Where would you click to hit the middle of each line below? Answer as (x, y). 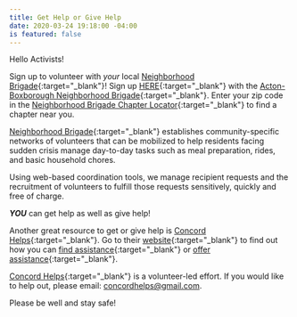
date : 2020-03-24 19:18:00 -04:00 (74, 26)
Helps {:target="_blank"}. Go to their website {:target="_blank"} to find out (144, 240)
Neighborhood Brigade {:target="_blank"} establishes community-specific (144, 132)
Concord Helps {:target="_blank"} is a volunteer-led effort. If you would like (147, 276)
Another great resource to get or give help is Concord (108, 231)
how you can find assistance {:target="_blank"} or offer (110, 249)
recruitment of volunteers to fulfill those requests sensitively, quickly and (143, 187)
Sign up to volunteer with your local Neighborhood (102, 77)
